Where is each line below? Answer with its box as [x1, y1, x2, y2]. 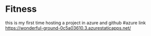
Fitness [5, 3, 37, 15]
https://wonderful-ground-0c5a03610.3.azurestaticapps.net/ [5, 25, 131, 31]
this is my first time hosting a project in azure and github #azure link [5, 20, 146, 26]
